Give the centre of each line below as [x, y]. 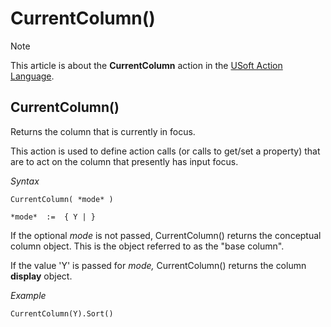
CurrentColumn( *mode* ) [62, 199]
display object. [41, 276]
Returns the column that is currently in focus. [103, 131]
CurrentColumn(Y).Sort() [62, 313]
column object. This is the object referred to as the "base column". [147, 246]
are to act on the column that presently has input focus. [124, 161]
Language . [32, 76]
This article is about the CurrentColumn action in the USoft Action [146, 65]
